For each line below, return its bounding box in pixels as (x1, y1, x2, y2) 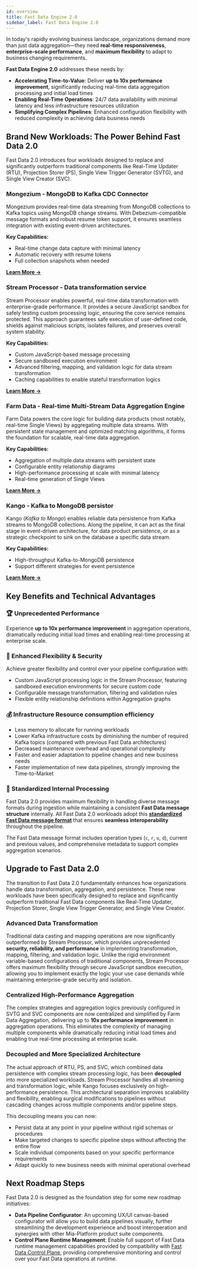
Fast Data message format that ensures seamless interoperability (6, 816, 169, 823)
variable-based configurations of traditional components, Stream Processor (6, 957, 189, 965)
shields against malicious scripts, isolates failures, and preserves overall (6, 322, 181, 329)
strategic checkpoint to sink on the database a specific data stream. (6, 533, 171, 541)
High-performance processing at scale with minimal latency (14, 469, 160, 476)
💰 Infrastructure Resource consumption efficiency (6, 710, 155, 719)
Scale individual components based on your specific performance (14, 1149, 175, 1156)
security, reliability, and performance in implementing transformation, (6, 945, 178, 952)
